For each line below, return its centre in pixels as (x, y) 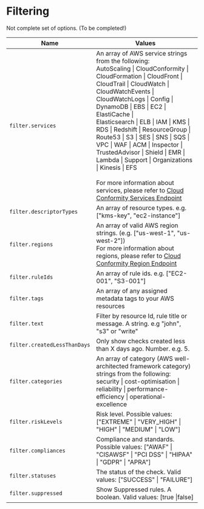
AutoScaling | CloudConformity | (142, 68)
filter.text (27, 323)
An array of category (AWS (134, 359)
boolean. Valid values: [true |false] (145, 497)
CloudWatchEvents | (125, 91)
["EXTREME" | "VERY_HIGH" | (138, 421)
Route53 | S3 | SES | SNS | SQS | (143, 137)
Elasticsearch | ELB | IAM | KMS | (143, 122)
